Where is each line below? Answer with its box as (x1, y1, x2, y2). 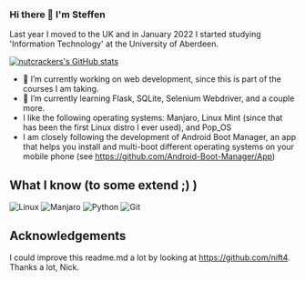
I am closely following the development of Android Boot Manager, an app (22, 132, 297, 143)
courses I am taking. (22, 84, 99, 95)
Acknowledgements (9, 227, 127, 244)
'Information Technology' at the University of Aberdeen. (9, 38, 219, 49)
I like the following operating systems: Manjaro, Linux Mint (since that (22, 113, 283, 124)
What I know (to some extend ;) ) (9, 177, 198, 193)
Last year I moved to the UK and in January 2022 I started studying (9, 29, 261, 40)
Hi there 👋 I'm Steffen (9, 8, 107, 21)
